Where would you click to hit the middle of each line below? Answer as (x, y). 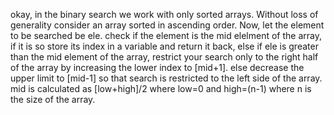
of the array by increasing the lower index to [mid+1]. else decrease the (157, 67)
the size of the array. (53, 99)
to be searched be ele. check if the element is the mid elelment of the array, (166, 35)
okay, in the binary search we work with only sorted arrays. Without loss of (164, 14)
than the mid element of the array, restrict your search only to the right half (164, 57)
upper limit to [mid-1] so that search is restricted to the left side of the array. (166, 78)
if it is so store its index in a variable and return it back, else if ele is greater (164, 46)
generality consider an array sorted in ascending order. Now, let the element (167, 25)
